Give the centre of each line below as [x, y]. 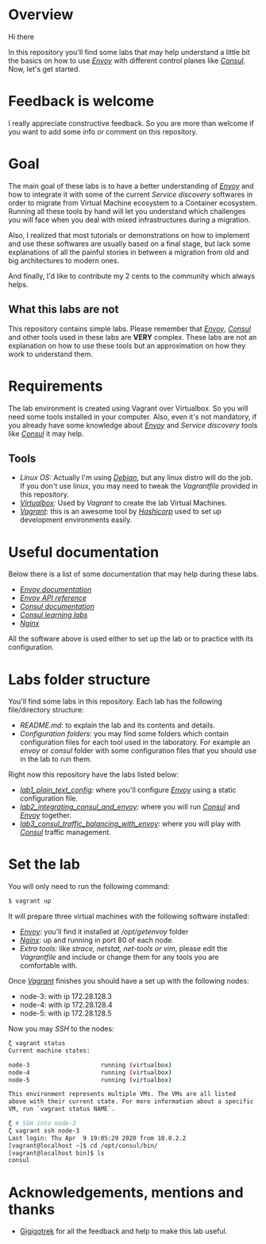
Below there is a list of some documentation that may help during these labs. [133, 574]
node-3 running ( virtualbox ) [90, 1065]
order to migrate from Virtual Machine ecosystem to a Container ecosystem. [133, 203]
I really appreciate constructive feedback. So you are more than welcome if [131, 123]
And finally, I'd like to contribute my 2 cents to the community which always [132, 275]
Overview [41, 15]
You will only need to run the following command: [89, 887]
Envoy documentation [56, 590]
